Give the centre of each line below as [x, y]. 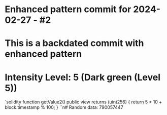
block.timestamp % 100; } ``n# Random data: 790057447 [64, 107]
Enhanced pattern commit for [68, 9]
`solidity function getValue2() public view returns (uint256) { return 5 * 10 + [83, 102]
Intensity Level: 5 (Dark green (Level [83, 77]
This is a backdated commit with [74, 43]
